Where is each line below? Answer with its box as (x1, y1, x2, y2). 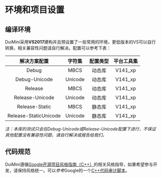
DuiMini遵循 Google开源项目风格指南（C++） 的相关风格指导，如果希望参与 (5, 161, 153, 167)
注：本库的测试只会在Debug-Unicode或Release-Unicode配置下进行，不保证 (5, 126, 156, 131)
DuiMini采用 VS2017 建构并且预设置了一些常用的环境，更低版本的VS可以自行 (5, 39, 156, 45)
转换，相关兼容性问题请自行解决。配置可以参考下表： (5, 45, 111, 51)
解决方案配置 (19, 58, 49, 65)
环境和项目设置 (5, 4, 65, 16)
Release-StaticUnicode (7, 113, 61, 119)
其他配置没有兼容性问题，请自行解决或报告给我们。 (5, 132, 107, 138)
